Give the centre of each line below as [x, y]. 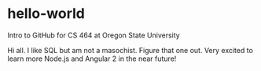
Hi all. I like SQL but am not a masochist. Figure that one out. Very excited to [130, 50]
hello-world [46, 14]
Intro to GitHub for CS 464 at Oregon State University [94, 35]
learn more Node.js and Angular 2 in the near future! [92, 59]
